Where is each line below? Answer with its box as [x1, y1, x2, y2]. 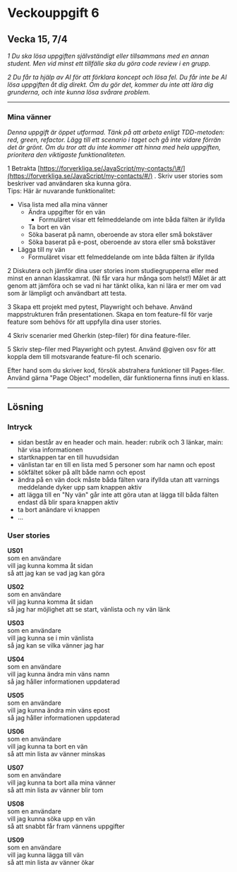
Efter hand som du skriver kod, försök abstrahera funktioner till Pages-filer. [7, 366, 225, 375]
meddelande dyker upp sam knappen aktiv [17, 483, 142, 491]
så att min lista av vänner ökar [7, 859, 95, 867]
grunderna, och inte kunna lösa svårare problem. [7, 88, 150, 96]
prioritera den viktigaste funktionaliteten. [7, 150, 126, 159]
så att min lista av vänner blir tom [7, 786, 104, 794]
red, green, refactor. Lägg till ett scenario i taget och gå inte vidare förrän [7, 135, 221, 144]
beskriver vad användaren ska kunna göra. [7, 179, 132, 188]
